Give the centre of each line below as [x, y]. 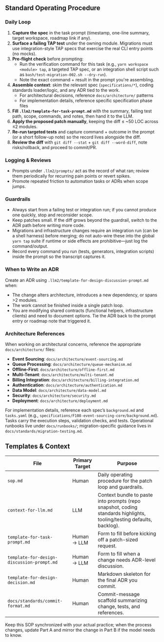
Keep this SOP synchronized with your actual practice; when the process [78, 624]
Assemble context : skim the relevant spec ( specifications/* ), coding [83, 85]
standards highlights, [122, 513]
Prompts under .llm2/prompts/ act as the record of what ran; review [81, 171]
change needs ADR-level [126, 560]
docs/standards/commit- [35, 601]
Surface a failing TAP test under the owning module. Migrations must [82, 43]
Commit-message [119, 594]
